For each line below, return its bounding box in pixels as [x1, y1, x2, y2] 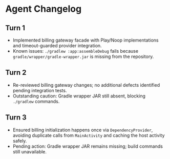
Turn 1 [5, 24, 26, 32]
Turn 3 [5, 113, 27, 122]
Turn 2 [5, 68, 27, 77]
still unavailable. [12, 148, 47, 154]
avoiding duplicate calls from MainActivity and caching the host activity [12, 132, 165, 138]
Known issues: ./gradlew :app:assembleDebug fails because [12, 48, 139, 54]
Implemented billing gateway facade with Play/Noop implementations [12, 37, 159, 43]
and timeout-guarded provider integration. [12, 43, 102, 49]
